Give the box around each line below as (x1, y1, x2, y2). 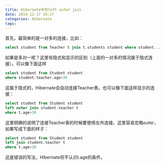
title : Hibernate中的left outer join (5, 7, 82, 12)
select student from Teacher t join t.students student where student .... (5, 45, 163, 50)
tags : (5, 21, 16, 26)
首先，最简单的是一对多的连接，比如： (5, 35, 83, 41)
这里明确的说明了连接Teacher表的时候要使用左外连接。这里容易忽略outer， (5, 120, 159, 125)
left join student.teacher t (5, 140, 65, 145)
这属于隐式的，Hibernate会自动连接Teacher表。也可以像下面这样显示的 (5, 84, 151, 90)
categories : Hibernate (5, 16, 52, 21)
